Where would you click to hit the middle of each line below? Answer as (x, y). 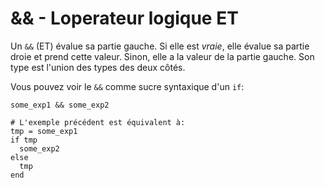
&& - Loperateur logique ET (124, 18)
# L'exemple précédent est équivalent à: (98, 122)
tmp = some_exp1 (44, 131)
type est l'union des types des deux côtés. (98, 67)
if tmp (24, 140)
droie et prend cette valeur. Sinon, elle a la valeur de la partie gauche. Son (162, 56)
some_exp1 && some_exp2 (60, 105)
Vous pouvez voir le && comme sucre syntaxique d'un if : (127, 86)
